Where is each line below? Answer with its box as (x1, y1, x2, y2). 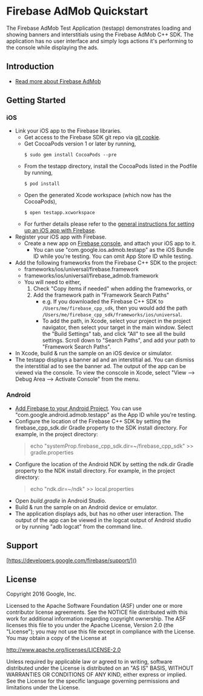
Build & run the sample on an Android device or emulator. (15, 503, 158, 510)
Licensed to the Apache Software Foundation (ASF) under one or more (6, 602, 183, 610)
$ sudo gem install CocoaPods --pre (24, 152, 117, 158)
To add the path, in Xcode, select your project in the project (42, 318, 191, 325)
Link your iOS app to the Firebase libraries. (15, 127, 122, 134)
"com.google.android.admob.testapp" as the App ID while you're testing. (15, 411, 197, 418)
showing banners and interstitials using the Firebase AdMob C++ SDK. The (6, 30, 194, 38)
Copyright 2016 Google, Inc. (6, 590, 77, 597)
